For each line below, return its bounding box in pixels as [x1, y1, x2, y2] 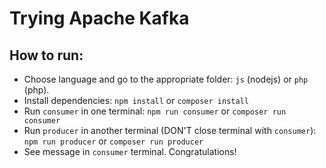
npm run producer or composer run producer [23, 135, 204, 147]
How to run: [9, 47, 84, 64]
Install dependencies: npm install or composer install [23, 95, 249, 106]
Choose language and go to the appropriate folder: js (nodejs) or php [23, 73, 309, 85]
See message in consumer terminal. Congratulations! [23, 146, 237, 157]
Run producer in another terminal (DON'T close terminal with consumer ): [23, 125, 317, 136]
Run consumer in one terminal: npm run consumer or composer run [23, 105, 287, 117]
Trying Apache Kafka [9, 7, 190, 30]
